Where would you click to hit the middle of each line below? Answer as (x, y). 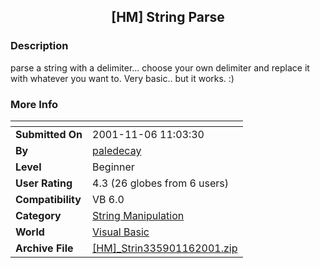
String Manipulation (138, 215)
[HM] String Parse (168, 17)
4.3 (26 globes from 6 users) (161, 183)
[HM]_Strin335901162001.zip (165, 248)
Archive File (44, 248)
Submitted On (49, 134)
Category (38, 215)
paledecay (117, 150)
